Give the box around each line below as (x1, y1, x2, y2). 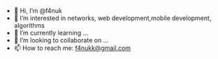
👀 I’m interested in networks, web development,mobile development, (13, 14, 212, 22)
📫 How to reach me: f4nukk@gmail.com (13, 44, 131, 52)
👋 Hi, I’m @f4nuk (13, 7, 63, 15)
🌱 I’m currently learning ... (13, 28, 89, 37)
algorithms (13, 22, 45, 29)
